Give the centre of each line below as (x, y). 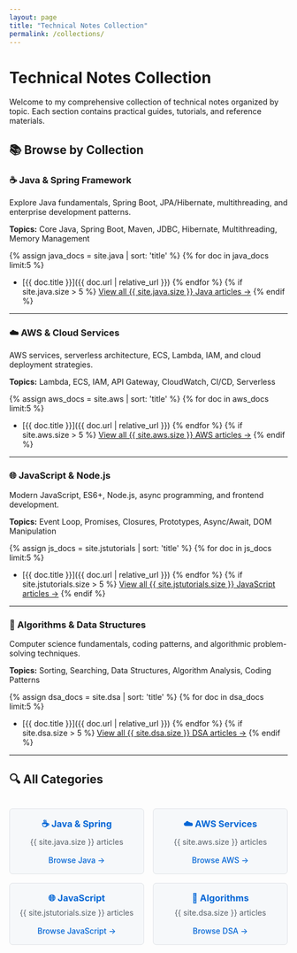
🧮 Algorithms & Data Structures (78, 625)
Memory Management (49, 238)
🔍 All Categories (56, 780)
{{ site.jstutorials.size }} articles (77, 913)
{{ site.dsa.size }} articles (221, 913)
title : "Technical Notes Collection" (79, 26)
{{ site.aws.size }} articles (221, 842)
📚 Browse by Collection (76, 150)
